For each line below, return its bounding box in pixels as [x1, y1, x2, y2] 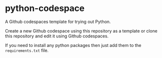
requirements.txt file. [5, 47, 49, 53]
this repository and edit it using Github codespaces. [5, 33, 108, 39]
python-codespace [5, 3, 85, 14]
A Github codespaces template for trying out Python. [5, 19, 111, 24]
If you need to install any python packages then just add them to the [5, 42, 142, 48]
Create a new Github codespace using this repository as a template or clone [5, 28, 158, 34]
